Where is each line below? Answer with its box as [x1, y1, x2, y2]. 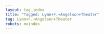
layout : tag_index [5, 7, 45, 12]
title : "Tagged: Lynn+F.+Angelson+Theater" [5, 12, 100, 17]
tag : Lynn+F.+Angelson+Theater [5, 16, 72, 21]
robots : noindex [5, 21, 40, 26]
